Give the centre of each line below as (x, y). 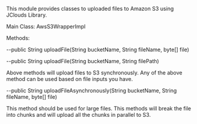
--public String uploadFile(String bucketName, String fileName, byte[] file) (98, 49)
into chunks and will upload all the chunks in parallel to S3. (79, 115)
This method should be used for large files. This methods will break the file (98, 108)
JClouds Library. (26, 15)
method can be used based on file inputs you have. (70, 79)
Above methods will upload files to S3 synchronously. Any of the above (94, 73)
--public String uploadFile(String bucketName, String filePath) (83, 61)
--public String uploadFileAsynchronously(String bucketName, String (92, 91)
